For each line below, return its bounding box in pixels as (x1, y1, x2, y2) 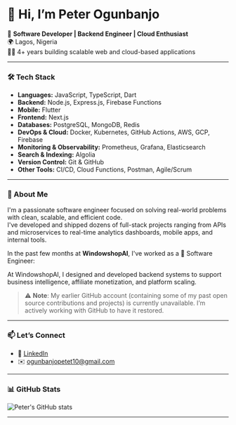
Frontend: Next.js (17, 113, 69, 122)
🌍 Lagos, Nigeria (7, 37, 58, 46)
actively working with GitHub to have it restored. (24, 306, 164, 315)
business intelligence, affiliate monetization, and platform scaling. (7, 277, 197, 286)
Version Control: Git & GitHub (17, 158, 104, 166)
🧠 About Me (7, 190, 48, 200)
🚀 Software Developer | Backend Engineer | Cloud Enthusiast (7, 30, 188, 38)
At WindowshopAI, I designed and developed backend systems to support (7, 270, 222, 278)
